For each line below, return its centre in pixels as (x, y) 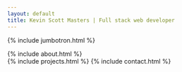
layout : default (31, 14)
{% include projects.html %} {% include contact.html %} (89, 61)
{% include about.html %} (45, 54)
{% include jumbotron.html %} (51, 40)
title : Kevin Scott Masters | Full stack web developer (91, 20)
